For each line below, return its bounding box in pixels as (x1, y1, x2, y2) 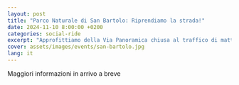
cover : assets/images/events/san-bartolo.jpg (7, 43, 144, 50)
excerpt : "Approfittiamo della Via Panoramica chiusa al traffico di (7, 37, 218, 44)
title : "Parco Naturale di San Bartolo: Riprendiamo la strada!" (7, 17, 205, 24)
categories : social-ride (7, 30, 81, 38)
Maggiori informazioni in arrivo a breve (7, 69, 121, 78)
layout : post (7, 10, 46, 18)
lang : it (7, 50, 33, 57)
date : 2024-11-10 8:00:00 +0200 (7, 23, 103, 30)
